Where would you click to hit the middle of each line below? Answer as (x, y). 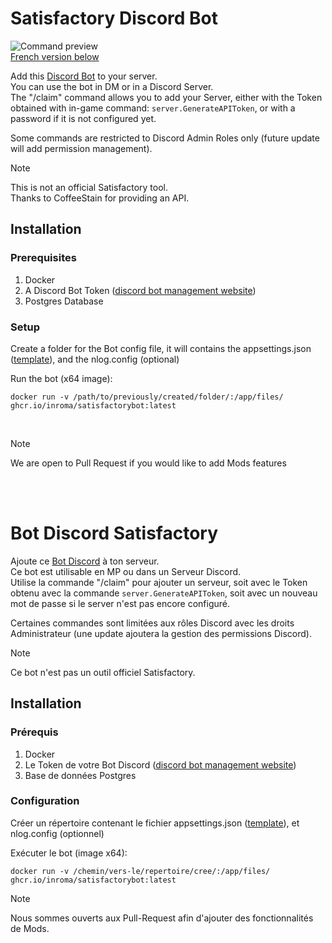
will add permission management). (81, 148)
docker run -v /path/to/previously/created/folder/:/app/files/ (147, 397)
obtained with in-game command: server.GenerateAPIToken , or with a (153, 108)
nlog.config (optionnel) (57, 833)
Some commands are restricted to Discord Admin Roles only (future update (165, 138)
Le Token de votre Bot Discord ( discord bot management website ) (160, 764)
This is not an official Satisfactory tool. (89, 187)
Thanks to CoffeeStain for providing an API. (100, 198)
